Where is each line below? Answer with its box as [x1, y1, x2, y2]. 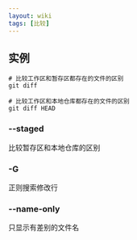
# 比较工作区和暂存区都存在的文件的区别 [8, 74, 124, 83]
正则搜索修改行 [8, 183, 58, 192]
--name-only [8, 203, 60, 214]
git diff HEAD [8, 104, 56, 113]
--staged [8, 123, 44, 134]
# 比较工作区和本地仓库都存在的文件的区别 [8, 98, 131, 106]
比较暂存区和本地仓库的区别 [8, 142, 101, 152]
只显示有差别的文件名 [8, 223, 79, 233]
